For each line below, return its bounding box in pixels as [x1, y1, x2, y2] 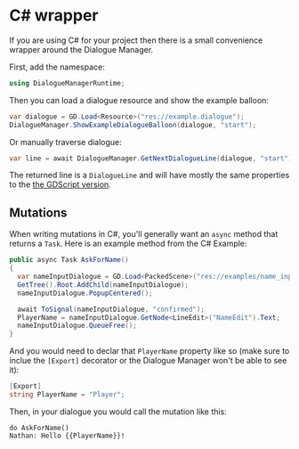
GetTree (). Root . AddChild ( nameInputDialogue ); [17, 280, 190, 290]
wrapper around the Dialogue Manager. [9, 44, 154, 54]
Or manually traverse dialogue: [9, 136, 122, 147]
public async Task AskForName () [9, 256, 129, 265]
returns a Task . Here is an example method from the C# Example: [9, 238, 247, 249]
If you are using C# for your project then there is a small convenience [9, 35, 263, 45]
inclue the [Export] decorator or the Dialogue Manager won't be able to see [9, 355, 287, 366]
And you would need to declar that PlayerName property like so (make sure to [9, 346, 290, 356]
